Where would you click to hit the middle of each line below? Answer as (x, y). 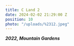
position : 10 (19, 19)
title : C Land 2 (22, 10)
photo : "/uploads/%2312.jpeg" (38, 24)
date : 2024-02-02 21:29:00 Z (36, 15)
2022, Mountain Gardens (33, 38)
